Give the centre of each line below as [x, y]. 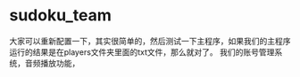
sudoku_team [60, 15]
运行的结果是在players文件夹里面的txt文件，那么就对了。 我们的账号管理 [142, 52]
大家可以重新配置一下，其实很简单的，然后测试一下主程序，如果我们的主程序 [150, 41]
